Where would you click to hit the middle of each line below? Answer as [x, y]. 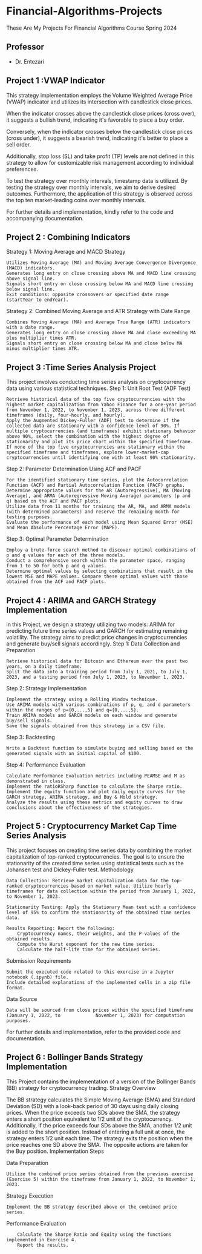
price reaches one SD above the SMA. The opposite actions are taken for [97, 1144]
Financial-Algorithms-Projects [84, 11]
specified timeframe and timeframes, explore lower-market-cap [88, 452]
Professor [25, 47]
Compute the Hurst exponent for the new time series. [86, 944]
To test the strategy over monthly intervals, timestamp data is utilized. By [97, 180]
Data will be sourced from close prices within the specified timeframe [100, 1010]
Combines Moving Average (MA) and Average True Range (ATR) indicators [98, 322]
